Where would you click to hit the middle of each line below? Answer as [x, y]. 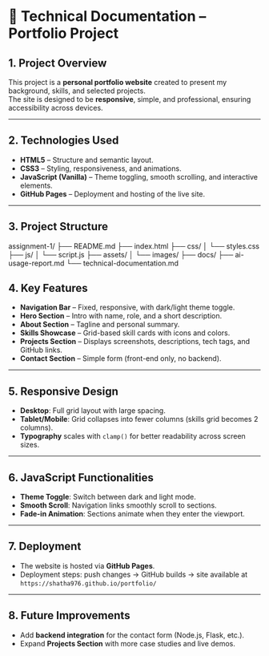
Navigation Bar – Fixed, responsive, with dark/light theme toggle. [127, 307]
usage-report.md [36, 263]
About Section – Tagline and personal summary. [100, 325]
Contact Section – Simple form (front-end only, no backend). [120, 358]
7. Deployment [45, 547]
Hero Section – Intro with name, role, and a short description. [121, 316]
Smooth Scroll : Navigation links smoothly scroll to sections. [118, 505]
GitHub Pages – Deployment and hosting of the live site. [112, 194]
